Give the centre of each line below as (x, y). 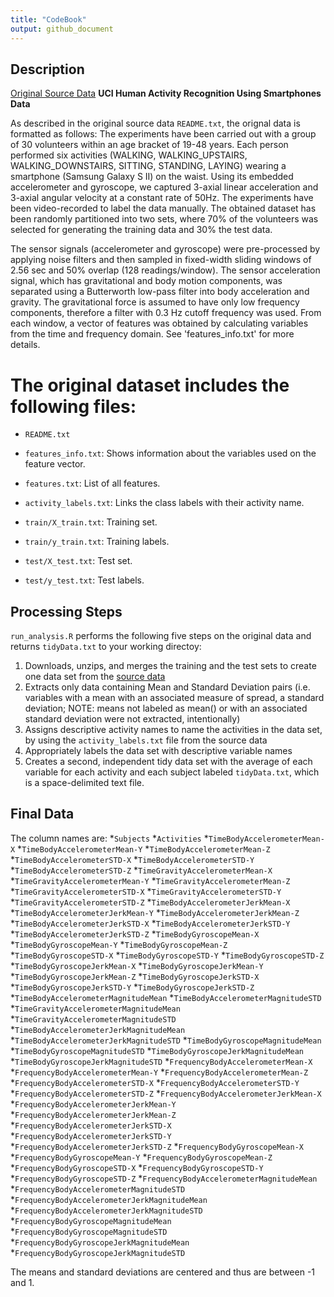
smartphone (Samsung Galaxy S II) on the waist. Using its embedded (152, 177)
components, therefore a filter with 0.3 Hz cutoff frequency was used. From (166, 313)
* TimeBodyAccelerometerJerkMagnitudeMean (98, 1029)
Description (47, 69)
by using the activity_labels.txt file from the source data (146, 740)
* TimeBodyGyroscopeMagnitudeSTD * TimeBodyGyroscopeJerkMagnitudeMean (157, 1050)
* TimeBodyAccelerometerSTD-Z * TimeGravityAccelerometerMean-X (141, 870)
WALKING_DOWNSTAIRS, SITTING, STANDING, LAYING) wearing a (148, 166)
